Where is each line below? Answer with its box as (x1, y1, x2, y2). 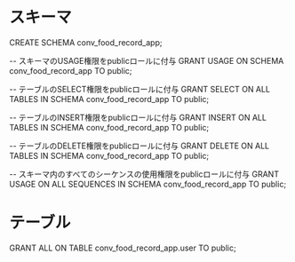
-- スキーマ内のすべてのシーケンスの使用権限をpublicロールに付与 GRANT (9, 169, 280, 179)
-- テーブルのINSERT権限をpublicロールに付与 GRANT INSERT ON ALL (9, 112, 267, 123)
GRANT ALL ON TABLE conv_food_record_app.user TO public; (9, 242, 237, 253)
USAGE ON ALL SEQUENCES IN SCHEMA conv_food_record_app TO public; (9, 179, 287, 189)
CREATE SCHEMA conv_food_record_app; (9, 36, 163, 48)
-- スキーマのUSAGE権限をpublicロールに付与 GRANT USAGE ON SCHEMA (9, 55, 284, 66)
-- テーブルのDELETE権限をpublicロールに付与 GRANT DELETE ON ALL (9, 140, 269, 151)
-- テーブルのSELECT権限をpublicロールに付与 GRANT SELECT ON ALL (9, 83, 271, 94)
